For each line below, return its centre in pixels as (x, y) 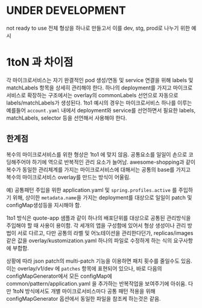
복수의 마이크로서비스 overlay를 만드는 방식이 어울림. (68, 177)
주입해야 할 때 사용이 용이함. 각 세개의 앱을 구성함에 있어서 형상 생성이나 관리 (96, 225)
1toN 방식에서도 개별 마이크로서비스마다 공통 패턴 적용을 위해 (84, 291)
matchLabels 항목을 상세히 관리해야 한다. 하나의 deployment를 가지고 (89, 88)
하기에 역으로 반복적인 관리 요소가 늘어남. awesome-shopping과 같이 (114, 162)
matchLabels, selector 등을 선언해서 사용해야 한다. (67, 118)
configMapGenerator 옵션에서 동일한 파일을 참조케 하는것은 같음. (84, 298)
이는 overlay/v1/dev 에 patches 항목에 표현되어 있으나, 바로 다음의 (84, 268)
